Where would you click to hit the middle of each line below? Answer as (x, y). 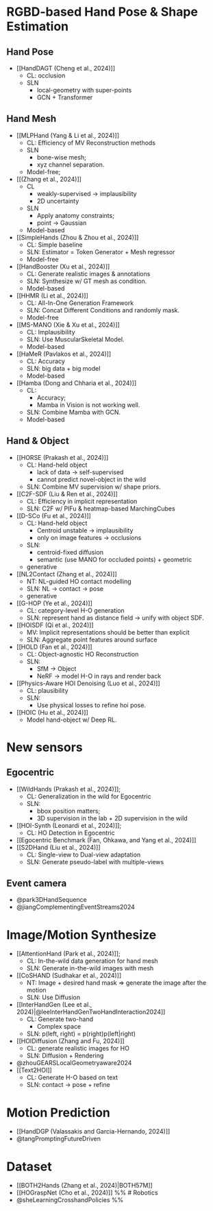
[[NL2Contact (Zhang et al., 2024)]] (66, 574)
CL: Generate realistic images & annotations (88, 273)
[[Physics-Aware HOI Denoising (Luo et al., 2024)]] (88, 683)
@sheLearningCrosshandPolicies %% (70, 1200)
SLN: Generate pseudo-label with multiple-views (95, 861)
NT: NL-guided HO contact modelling (79, 581)
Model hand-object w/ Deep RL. (72, 720)
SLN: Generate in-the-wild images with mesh (90, 968)
